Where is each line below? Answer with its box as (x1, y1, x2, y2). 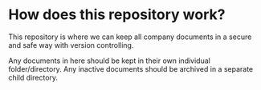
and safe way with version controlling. (8, 40, 134, 49)
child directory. (8, 72, 59, 82)
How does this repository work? (8, 6, 226, 24)
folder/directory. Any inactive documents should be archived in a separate (8, 64, 254, 73)
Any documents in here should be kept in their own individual (8, 56, 210, 65)
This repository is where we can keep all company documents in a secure (8, 32, 252, 41)
